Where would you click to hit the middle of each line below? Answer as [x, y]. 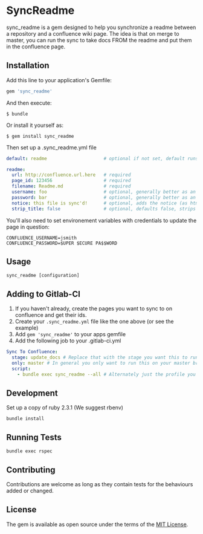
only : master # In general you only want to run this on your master [101, 363]
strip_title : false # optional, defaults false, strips [104, 209]
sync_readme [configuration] [43, 276]
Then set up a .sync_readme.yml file [51, 147]
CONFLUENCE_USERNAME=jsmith [42, 238]
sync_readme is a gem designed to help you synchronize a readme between [101, 27]
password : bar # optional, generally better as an [104, 197]
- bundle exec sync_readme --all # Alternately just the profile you [107, 374]
